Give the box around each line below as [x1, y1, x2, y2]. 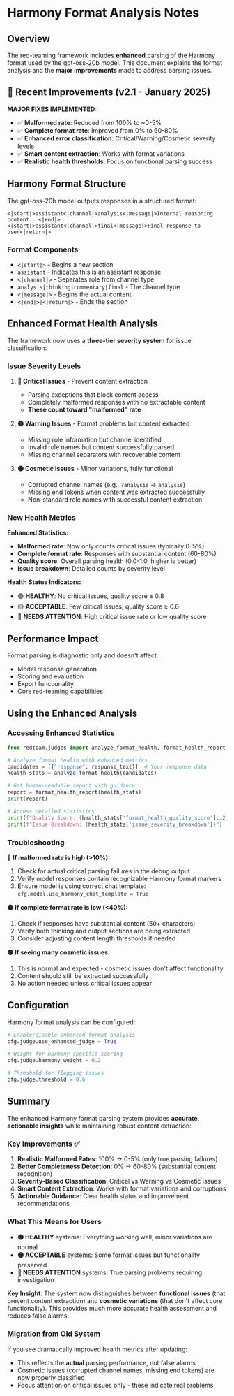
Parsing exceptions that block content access [27, 391, 159, 399]
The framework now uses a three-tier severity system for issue [7, 336, 192, 344]
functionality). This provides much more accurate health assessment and [7, 1304, 217, 1313]
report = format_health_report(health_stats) [7, 789, 141, 796]
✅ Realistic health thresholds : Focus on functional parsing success [17, 157, 212, 166]
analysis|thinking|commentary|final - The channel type [17, 282, 180, 291]
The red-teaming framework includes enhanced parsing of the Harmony [7, 51, 216, 59]
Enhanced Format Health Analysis [7, 318, 158, 330]
